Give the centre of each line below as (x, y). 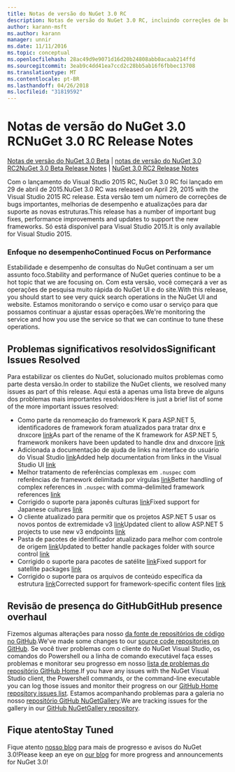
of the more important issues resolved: (63, 406)
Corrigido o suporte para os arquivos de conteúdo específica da (110, 577)
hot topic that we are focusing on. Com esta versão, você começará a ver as (117, 282)
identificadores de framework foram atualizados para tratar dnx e (112, 427)
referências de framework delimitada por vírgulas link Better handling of (120, 480)
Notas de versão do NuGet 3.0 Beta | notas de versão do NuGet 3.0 (104, 161)
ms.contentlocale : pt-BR (43, 79)
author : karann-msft (37, 27)
